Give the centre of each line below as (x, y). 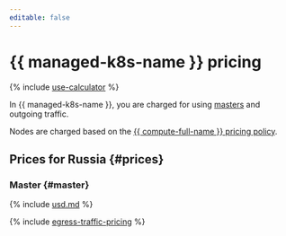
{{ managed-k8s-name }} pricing (136, 61)
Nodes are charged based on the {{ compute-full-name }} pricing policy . (143, 131)
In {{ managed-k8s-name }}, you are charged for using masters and (135, 104)
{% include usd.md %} (51, 205)
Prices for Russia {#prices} (87, 159)
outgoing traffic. (39, 114)
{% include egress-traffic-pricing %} (77, 222)
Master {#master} (49, 185)
